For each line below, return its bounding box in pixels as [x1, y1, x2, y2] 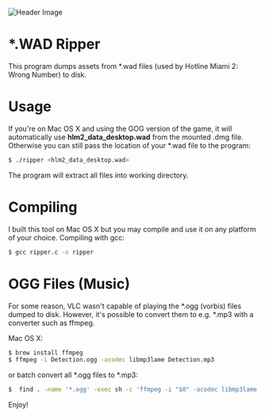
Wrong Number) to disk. [8, 70, 87, 79]
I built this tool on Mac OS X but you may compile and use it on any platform [8, 224, 256, 234]
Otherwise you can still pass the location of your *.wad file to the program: [8, 140, 252, 150]
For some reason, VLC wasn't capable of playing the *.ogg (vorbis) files [8, 301, 242, 311]
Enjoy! [8, 400, 29, 410]
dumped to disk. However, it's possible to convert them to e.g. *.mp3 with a [8, 309, 254, 319]
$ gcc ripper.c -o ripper [8, 248, 94, 256]
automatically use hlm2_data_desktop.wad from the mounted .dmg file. [8, 132, 244, 142]
